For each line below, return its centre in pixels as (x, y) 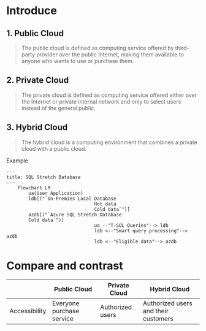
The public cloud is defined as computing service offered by (97, 48)
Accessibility (28, 311)
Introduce (32, 11)
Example (17, 161)
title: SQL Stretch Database (44, 177)
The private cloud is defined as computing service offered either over (109, 95)
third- (182, 48)
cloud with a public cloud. (54, 148)
